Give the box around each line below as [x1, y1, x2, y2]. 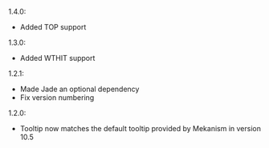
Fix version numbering [19, 93, 95, 102]
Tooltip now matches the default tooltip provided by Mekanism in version [19, 124, 261, 133]
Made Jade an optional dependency [19, 84, 140, 94]
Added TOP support [19, 22, 87, 31]
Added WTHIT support [19, 54, 96, 62]
